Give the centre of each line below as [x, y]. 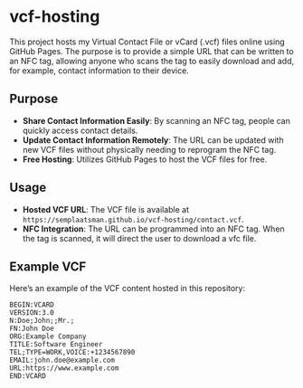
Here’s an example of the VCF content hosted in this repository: [128, 289]
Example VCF [48, 266]
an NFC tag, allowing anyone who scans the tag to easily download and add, [152, 61]
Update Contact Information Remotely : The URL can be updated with [153, 140]
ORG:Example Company [48, 336]
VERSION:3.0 [32, 313]
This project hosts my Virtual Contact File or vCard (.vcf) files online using [147, 42]
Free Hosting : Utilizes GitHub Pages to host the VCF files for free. [145, 159]
